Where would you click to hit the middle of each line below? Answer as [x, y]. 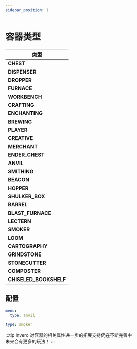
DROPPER [20, 80]
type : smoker [19, 325]
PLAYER [18, 130]
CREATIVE [21, 138]
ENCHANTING [25, 113]
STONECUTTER [27, 263]
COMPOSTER [24, 271]
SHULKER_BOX [26, 196]
